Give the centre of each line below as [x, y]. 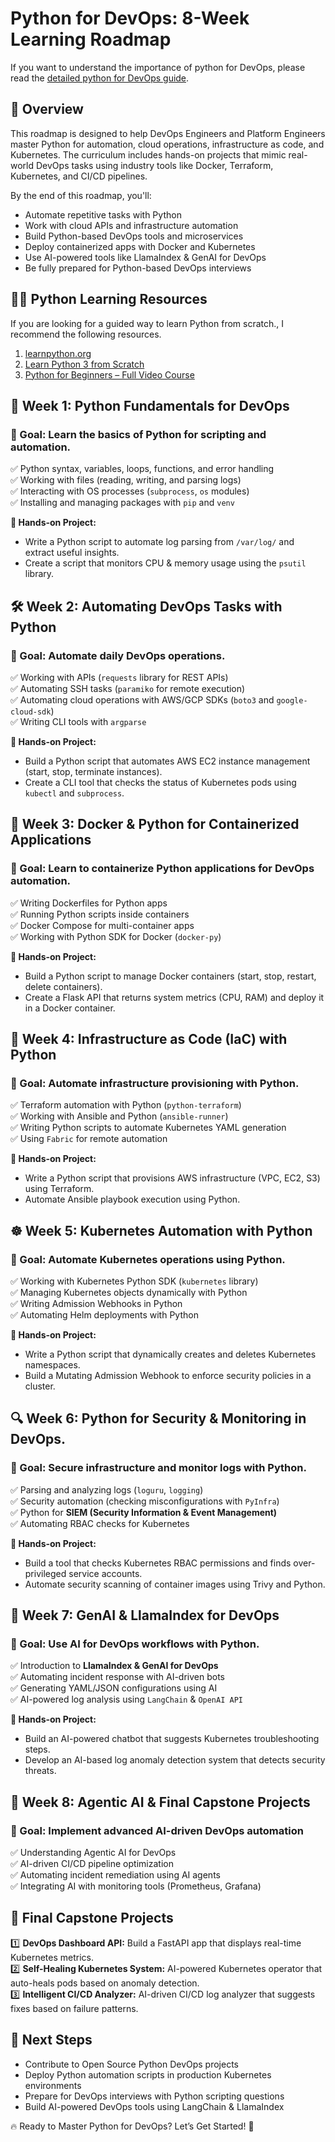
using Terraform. [59, 1189]
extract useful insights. [72, 553]
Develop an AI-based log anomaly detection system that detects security [175, 1760]
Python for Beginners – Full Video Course [109, 374]
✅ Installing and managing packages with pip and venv [122, 503]
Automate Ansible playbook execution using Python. [132, 1199]
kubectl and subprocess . [74, 793]
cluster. [40, 1386]
